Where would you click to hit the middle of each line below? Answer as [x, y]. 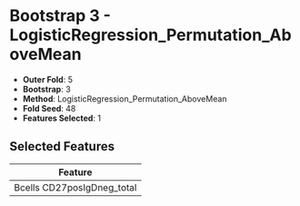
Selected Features [62, 147]
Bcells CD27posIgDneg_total [75, 187]
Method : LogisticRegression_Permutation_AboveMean [125, 98]
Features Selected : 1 [62, 118]
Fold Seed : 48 [49, 108]
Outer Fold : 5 [47, 79]
